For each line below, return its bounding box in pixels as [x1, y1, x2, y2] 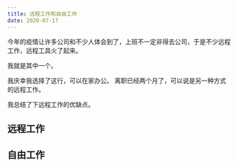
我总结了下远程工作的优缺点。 [7, 100, 94, 108]
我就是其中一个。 [7, 61, 57, 69]
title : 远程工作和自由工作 [7, 10, 78, 18]
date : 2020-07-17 [7, 17, 59, 24]
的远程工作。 [7, 85, 45, 93]
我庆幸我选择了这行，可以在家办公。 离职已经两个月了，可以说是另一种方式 [7, 76, 227, 85]
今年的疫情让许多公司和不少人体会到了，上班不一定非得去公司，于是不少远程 [7, 37, 231, 46]
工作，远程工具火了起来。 [7, 46, 82, 54]
